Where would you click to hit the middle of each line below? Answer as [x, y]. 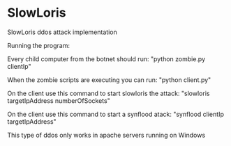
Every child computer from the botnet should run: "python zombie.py [106, 59]
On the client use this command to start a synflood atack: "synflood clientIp [116, 114]
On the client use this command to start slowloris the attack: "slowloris [109, 93]
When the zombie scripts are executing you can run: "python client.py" [109, 80]
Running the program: [38, 45]
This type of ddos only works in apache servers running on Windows [106, 135]
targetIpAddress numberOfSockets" [59, 100]
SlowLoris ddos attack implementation [62, 32]
